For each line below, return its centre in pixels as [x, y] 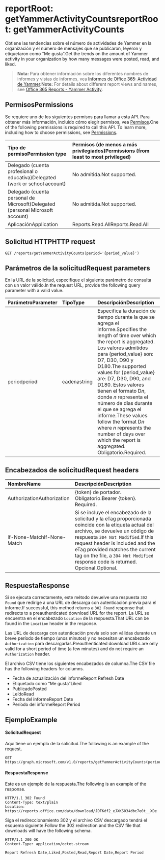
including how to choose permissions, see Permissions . [61, 132]
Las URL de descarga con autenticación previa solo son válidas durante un [81, 633]
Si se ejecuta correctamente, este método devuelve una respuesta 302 [76, 597]
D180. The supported [122, 366]
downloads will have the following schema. [48, 830]
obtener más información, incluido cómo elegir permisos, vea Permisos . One [82, 122]
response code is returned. [106, 562]
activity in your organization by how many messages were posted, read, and [82, 59]
